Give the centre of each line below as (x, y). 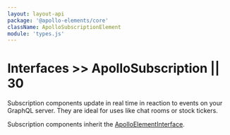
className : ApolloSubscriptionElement (64, 27)
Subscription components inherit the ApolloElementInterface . (96, 124)
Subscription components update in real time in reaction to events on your (115, 103)
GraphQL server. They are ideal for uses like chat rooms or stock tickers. (113, 111)
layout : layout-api (36, 14)
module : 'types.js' (36, 34)
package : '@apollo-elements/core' (58, 20)
